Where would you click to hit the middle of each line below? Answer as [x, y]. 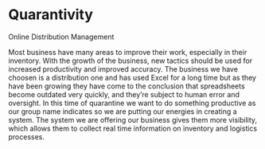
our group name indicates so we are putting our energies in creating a [123, 111]
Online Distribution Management [61, 37]
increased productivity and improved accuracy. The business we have [123, 69]
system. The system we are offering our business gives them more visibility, [132, 120]
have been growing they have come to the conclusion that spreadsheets [127, 86]
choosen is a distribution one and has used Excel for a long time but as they [132, 77]
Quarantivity [51, 15]
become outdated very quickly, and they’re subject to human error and [124, 94]
